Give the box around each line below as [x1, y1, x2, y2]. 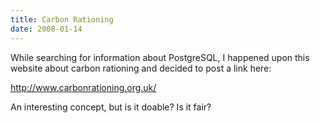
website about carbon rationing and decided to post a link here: [10, 62, 272, 74]
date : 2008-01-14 [10, 24, 83, 34]
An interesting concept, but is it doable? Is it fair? [10, 101, 212, 113]
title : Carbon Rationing [10, 14, 114, 25]
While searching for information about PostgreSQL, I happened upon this [10, 51, 310, 63]
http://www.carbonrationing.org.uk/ [10, 81, 157, 93]
